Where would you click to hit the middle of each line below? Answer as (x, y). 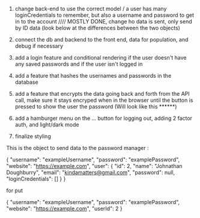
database (26, 82)
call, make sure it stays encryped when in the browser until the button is (104, 100)
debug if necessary (39, 46)
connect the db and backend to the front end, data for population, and (102, 39)
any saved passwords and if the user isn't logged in (79, 64)
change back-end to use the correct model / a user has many (91, 9)
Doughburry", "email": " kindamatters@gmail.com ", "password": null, (91, 172)
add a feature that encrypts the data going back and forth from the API (102, 94)
